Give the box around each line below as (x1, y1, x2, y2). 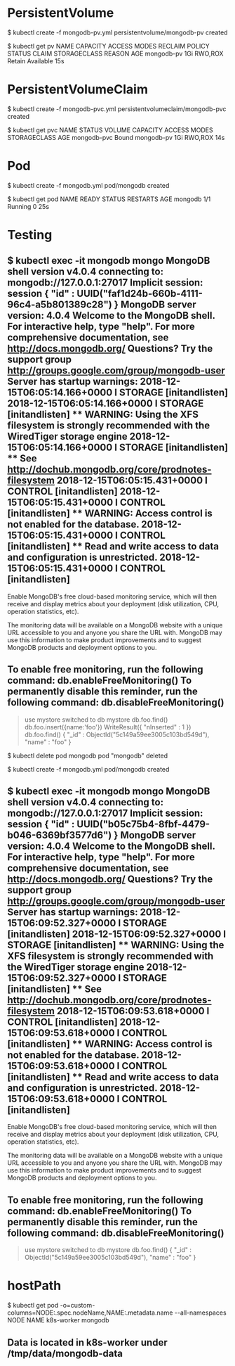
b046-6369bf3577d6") (7, 829, 112, 841)
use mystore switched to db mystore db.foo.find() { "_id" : (24, 1246, 192, 1254)
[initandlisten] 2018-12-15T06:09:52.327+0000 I (7, 928, 227, 940)
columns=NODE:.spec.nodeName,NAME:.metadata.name (7, 1308, 173, 1317)
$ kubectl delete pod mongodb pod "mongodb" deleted (7, 751, 168, 760)
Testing (7, 227, 53, 243)
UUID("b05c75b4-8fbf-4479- (76, 818, 210, 831)
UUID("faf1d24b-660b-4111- (76, 288, 203, 300)
